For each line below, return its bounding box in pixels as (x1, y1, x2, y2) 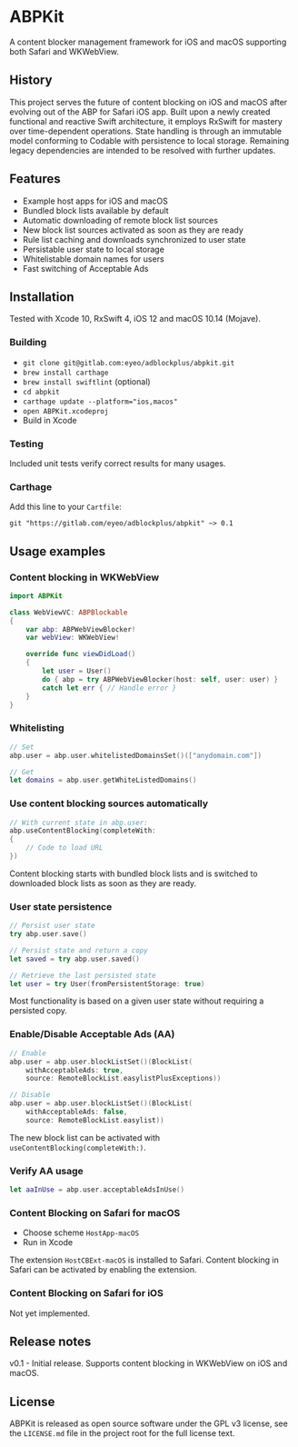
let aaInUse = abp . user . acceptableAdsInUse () (9, 1185, 184, 1194)
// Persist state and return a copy (9, 945, 148, 955)
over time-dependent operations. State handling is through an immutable (9, 125, 283, 136)
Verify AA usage (9, 1164, 84, 1177)
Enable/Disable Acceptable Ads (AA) (9, 1028, 175, 1041)
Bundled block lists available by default (22, 205, 170, 215)
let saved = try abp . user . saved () (9, 954, 141, 963)
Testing (9, 437, 44, 450)
